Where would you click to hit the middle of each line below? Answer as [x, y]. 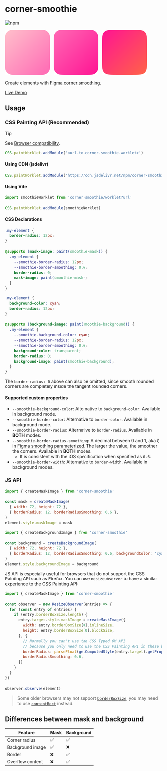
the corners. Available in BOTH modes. [52, 451]
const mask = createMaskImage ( [38, 502]
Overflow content [25, 762]
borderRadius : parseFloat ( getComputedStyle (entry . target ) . [85, 652]
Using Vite [16, 187]
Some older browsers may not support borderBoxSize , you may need [87, 698]
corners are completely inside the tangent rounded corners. [66, 386]
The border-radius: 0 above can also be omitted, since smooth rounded [80, 381]
